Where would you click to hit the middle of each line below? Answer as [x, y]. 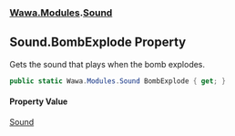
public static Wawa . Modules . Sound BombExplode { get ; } [117, 81]
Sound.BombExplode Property [98, 42]
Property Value [39, 101]
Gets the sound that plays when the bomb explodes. [107, 64]
